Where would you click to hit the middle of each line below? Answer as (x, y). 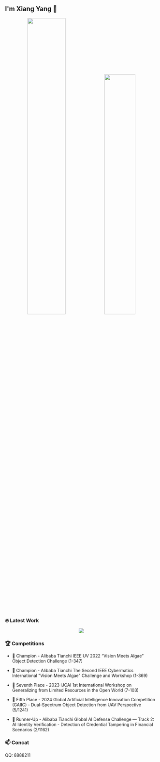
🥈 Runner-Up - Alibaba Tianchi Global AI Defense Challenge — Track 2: (83, 719)
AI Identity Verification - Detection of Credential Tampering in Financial (82, 725)
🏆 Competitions (25, 643)
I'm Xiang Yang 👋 (31, 9)
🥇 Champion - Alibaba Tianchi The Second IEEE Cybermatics (73, 671)
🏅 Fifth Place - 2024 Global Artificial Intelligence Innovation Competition (84, 700)
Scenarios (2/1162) (30, 730)
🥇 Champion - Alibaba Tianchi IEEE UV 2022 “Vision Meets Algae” (78, 656)
